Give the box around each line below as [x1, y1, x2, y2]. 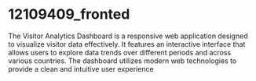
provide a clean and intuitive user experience [8, 64, 155, 73]
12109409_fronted [8, 5, 130, 23]
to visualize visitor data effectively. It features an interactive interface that [8, 39, 246, 48]
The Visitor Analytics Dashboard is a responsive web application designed [8, 31, 249, 40]
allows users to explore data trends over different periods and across [8, 48, 232, 57]
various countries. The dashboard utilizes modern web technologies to [8, 56, 237, 65]
